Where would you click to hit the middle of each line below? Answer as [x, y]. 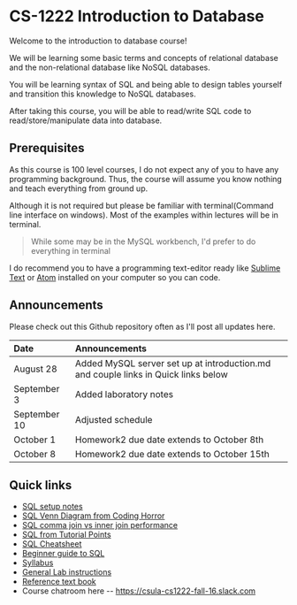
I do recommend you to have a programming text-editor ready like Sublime [145, 268]
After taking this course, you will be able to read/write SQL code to [130, 111]
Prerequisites [47, 148]
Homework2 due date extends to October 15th [172, 454]
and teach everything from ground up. [79, 188]
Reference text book [59, 582]
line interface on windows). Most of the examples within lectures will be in [144, 215]
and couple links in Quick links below [151, 374]
